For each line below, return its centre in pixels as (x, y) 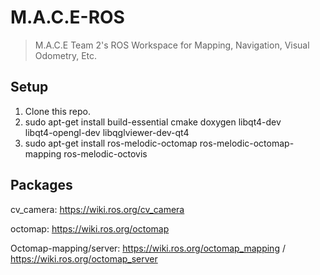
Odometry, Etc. (66, 55)
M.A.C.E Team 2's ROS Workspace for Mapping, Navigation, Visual (172, 45)
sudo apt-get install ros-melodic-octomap (111, 143)
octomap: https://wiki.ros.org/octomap (90, 228)
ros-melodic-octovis (105, 153)
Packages (41, 185)
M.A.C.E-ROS (67, 17)
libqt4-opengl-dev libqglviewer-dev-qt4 (107, 132)
